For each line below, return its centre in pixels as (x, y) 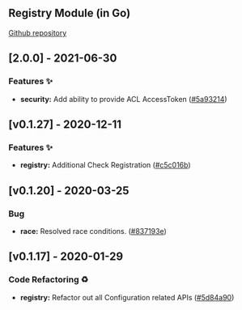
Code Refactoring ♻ (49, 280)
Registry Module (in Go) (70, 13)
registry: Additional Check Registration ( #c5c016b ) (106, 165)
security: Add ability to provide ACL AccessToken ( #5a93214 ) (124, 99)
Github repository (38, 32)
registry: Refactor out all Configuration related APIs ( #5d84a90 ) (127, 297)
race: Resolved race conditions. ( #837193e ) (93, 231)
